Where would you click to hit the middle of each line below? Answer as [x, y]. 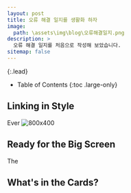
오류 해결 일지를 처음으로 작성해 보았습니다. [67, 45]
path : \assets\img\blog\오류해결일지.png [69, 33]
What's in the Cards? [53, 182]
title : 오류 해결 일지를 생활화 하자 [52, 20]
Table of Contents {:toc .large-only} [67, 84]
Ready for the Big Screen [61, 145]
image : [16, 26]
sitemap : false [29, 52]
